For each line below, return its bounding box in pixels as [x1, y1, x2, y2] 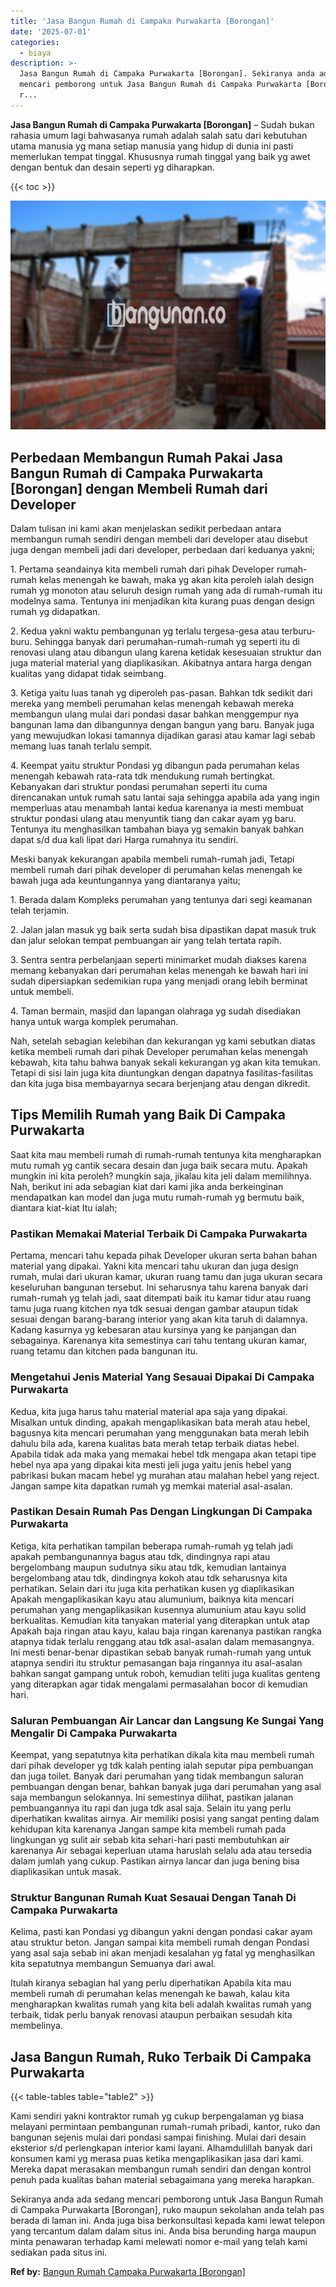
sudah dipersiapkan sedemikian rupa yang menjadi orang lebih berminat [10, 975, 308, 987]
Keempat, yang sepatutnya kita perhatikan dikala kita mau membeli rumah [10, 1749, 315, 1761]
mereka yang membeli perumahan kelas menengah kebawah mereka [10, 698, 295, 710]
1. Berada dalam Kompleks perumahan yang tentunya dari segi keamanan [10, 894, 313, 906]
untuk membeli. [10, 986, 75, 998]
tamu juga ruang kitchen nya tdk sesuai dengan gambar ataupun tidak [10, 1303, 299, 1315]
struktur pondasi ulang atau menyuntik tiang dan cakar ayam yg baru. [10, 813, 297, 825]
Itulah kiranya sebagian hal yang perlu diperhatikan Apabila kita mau [10, 1977, 292, 1989]
